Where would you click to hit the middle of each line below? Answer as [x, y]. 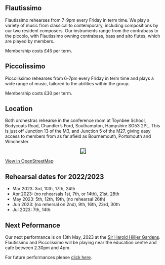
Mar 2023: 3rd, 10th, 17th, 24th [44, 189]
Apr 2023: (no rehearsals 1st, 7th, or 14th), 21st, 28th [66, 194]
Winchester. [17, 142]
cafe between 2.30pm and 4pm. [38, 248]
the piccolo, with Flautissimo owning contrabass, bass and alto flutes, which [83, 36]
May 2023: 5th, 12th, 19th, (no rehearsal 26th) [59, 199]
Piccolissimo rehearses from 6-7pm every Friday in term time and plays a [80, 78]
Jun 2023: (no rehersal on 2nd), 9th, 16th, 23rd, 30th [66, 205]
